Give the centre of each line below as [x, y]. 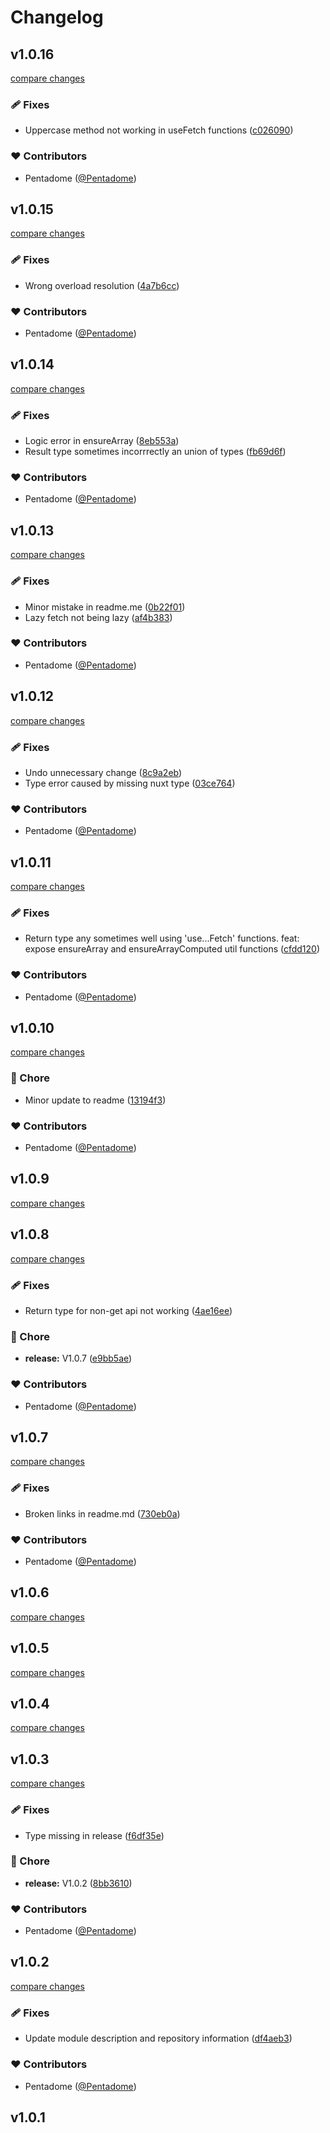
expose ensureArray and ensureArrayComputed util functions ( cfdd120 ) [172, 949]
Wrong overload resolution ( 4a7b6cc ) [102, 285]
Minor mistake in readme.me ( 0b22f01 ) [105, 607]
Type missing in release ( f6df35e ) [94, 1835]
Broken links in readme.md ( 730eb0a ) [102, 1513]
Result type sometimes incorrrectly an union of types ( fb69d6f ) [155, 452]
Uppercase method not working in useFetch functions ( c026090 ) [159, 130]
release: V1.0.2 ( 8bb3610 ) [78, 1883]
